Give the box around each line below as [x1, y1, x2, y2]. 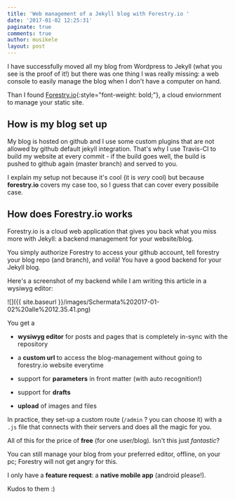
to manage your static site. [7, 98, 84, 106]
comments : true [7, 29, 52, 37]
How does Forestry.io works [7, 208, 133, 220]
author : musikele [7, 36, 58, 44]
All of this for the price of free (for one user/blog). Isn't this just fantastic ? [7, 436, 220, 444]
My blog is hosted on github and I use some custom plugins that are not [7, 137, 215, 145]
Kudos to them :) [7, 484, 55, 493]
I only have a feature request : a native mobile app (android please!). [7, 471, 206, 479]
